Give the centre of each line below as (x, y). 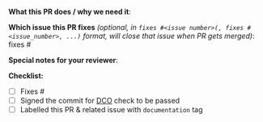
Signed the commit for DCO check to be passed (100, 101)
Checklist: (26, 76)
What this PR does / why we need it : (70, 12)
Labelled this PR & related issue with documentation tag (112, 110)
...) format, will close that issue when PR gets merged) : (160, 36)
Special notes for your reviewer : (64, 60)
